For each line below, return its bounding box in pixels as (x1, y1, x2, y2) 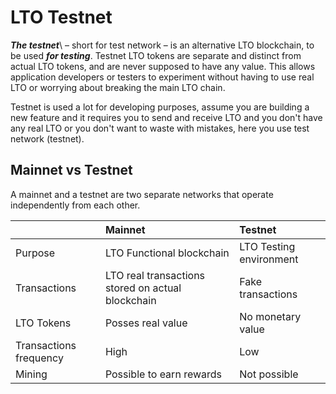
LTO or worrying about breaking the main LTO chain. (10, 81, 226, 93)
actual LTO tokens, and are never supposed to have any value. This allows (10, 60, 316, 72)
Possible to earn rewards (104, 367, 222, 381)
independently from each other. (10, 199, 141, 211)
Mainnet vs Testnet (10, 162, 133, 179)
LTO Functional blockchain (104, 246, 230, 260)
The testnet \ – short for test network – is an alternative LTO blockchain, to (10, 39, 315, 51)
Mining (15, 367, 48, 381)
